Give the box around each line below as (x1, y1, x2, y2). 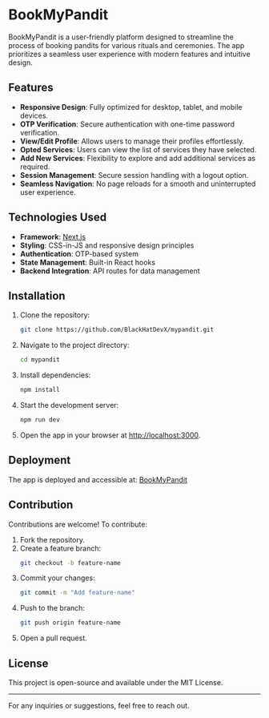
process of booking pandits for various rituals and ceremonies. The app (8, 40, 245, 50)
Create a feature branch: (19, 543, 102, 553)
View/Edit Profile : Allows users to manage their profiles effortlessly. (19, 136, 245, 146)
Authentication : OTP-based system (19, 248, 139, 258)
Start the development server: (19, 401, 119, 409)
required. (19, 162, 50, 171)
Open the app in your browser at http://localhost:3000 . (19, 430, 201, 440)
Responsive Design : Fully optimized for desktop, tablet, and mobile (19, 102, 243, 111)
